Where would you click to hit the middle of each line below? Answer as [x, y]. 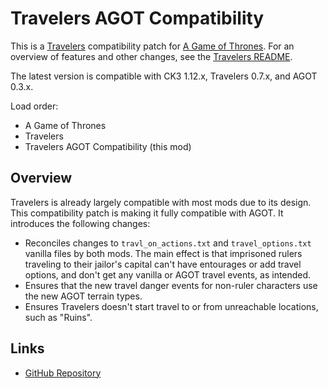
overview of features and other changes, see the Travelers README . [151, 56]
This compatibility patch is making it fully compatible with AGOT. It [147, 213]
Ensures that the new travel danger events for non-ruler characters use [171, 285]
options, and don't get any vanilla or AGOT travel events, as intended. [168, 274]
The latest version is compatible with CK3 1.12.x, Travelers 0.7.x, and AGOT [164, 76]
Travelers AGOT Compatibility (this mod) [108, 146]
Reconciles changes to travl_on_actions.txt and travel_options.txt [168, 243]
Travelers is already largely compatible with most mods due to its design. [161, 202]
